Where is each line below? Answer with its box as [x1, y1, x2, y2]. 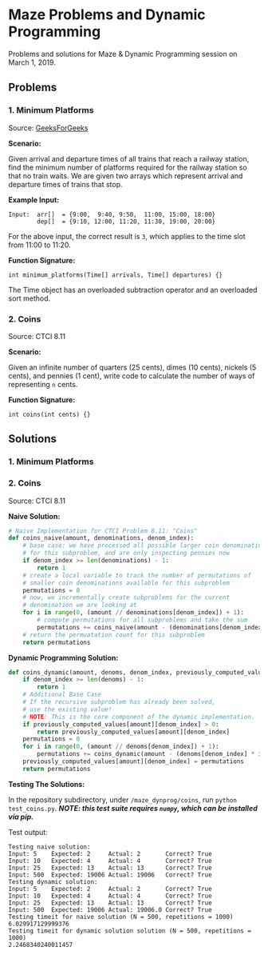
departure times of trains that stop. [8, 179, 123, 189]
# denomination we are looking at [22, 601, 137, 609]
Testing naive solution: [8, 842, 91, 851]
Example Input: [8, 194, 60, 205]
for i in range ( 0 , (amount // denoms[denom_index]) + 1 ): [22, 742, 219, 751]
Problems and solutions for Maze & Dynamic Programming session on [8, 49, 238, 58]
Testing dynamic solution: [8, 877, 98, 885]
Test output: [8, 827, 48, 837]
